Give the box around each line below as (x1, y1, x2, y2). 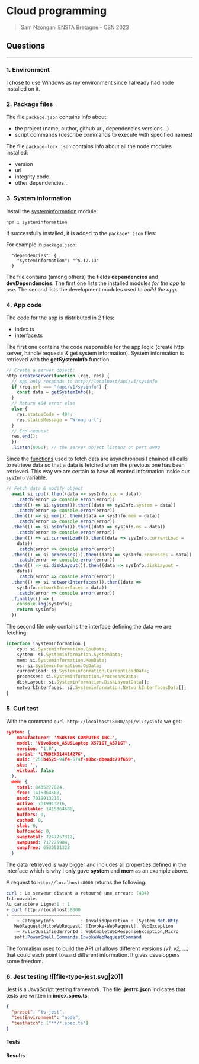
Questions (6, 41, 46, 51)
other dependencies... (14, 180, 69, 187)
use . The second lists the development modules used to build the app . (6, 286, 178, 293)
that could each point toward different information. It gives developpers (6, 951, 180, 959)
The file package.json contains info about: (6, 114, 108, 121)
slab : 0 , (17, 822, 38, 829)
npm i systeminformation (6, 219, 68, 225)
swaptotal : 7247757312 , (17, 834, 76, 839)
